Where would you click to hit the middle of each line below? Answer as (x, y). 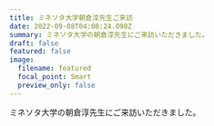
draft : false (34, 43)
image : (22, 60)
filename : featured (55, 69)
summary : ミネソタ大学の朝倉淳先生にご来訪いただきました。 (109, 34)
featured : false (40, 52)
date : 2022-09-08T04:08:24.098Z (71, 26)
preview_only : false (56, 85)
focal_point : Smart (55, 77)
